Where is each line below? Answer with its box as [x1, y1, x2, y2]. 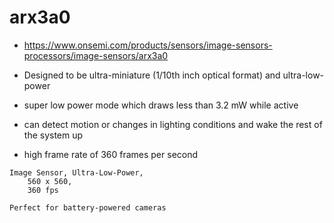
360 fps [27, 185, 59, 195]
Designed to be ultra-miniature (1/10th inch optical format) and [23, 69, 281, 81]
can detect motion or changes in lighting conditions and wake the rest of [23, 118, 323, 130]
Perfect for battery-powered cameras [9, 202, 167, 213]
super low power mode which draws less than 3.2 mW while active [23, 99, 299, 111]
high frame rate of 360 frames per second [23, 148, 199, 160]
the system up [23, 129, 84, 141]
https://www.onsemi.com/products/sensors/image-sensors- [23, 39, 273, 51]
